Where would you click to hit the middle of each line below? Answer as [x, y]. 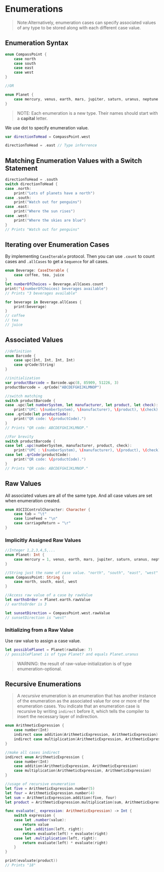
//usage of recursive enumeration [40, 784]
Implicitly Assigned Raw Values [43, 540]
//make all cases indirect [32, 752]
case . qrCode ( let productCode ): [38, 414]
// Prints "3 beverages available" [41, 293]
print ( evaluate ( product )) [31, 861]
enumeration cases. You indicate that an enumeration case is [78, 706]
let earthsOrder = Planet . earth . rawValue [48, 600]
